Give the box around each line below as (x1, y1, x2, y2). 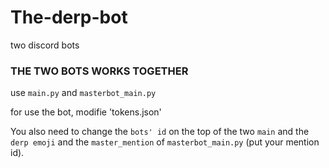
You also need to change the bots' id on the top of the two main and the (10, 126, 310, 138)
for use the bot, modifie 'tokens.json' (10, 106, 162, 118)
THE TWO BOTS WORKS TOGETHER (10, 64, 189, 78)
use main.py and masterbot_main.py (10, 87, 157, 99)
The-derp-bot (10, 6, 128, 29)
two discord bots (10, 39, 80, 51)
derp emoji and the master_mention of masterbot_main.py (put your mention (10, 136, 320, 148)
